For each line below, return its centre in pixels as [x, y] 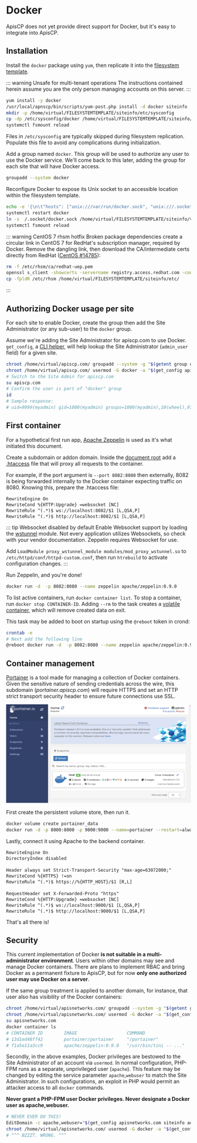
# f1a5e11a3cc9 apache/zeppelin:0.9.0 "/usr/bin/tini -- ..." [95, 1045]
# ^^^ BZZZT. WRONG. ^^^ [36, 1135]
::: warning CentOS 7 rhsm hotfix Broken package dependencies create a [94, 236]
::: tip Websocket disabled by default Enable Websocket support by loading [97, 527]
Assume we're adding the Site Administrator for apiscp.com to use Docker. [96, 340]
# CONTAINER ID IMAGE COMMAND [76, 1033]
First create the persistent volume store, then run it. [68, 812]
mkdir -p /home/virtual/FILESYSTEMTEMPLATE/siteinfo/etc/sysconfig [90, 113]
